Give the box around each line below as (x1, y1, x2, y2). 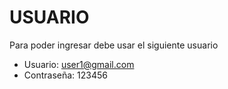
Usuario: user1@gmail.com (23, 58, 135, 70)
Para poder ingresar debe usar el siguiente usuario (9, 39, 219, 51)
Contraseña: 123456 (23, 69, 108, 81)
